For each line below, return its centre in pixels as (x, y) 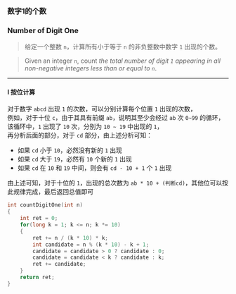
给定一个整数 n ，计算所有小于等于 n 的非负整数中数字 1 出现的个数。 (123, 47)
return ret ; (37, 277)
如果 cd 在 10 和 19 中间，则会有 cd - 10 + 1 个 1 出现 (94, 168)
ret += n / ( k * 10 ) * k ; (71, 238)
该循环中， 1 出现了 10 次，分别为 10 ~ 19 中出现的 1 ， (85, 127)
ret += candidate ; (59, 264)
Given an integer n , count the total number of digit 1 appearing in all (123, 61)
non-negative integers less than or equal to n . (91, 68)
